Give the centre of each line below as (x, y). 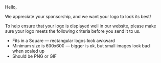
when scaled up (28, 51)
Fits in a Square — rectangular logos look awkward (63, 41)
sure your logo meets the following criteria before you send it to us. (73, 31)
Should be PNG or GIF (34, 56)
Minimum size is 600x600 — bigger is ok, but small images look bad (81, 46)
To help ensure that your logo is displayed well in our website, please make (81, 26)
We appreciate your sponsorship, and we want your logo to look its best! (78, 16)
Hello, (11, 7)
